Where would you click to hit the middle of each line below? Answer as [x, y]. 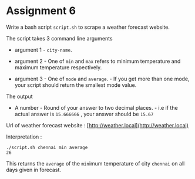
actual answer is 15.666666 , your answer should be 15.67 [84, 114]
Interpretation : [24, 137]
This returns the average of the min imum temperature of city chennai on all [95, 163]
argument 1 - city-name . [43, 50]
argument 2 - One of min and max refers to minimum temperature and [97, 61]
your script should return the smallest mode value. [75, 85]
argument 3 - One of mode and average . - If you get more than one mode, [102, 79]
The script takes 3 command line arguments [59, 38]
